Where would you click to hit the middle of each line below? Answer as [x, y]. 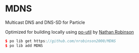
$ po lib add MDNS [24, 46]
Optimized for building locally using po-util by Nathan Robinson [70, 32]
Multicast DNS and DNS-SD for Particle [45, 22]
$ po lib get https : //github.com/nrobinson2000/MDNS [61, 41]
